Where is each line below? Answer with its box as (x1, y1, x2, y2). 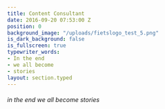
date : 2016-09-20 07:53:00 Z (7, 17, 91, 23)
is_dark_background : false (7, 36, 85, 43)
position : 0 (7, 23, 41, 30)
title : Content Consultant (7, 10, 85, 17)
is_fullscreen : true (7, 42, 67, 49)
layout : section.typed (7, 74, 72, 81)
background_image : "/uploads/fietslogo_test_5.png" (7, 29, 159, 37)
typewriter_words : (7, 49, 60, 56)
